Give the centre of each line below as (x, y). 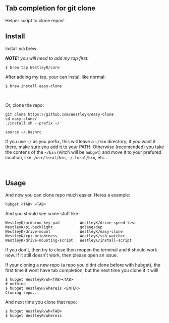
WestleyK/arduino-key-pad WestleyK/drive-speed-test (71, 223)
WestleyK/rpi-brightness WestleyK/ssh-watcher (65, 236)
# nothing (16, 284)
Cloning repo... (22, 293)
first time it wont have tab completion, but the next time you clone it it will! (82, 270)
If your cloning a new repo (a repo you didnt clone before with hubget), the (83, 265)
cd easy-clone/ (21, 119)
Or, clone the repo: (25, 105)
